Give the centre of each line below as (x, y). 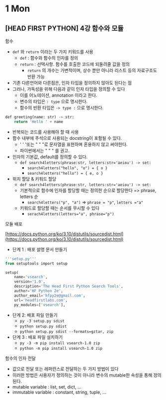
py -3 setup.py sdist (42, 321)
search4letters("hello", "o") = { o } (67, 168)
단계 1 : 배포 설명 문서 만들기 (40, 249)
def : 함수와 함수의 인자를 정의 (49, 58)
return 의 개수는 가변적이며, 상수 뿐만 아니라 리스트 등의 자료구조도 (92, 70)
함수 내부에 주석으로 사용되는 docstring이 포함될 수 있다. (67, 138)
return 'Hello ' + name (39, 122)
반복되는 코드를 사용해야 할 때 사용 (45, 132)
